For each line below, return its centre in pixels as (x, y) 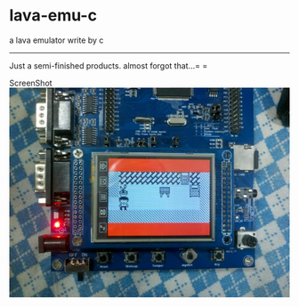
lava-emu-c (53, 16)
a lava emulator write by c (57, 40)
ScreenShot (31, 83)
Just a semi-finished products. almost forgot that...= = (109, 65)
